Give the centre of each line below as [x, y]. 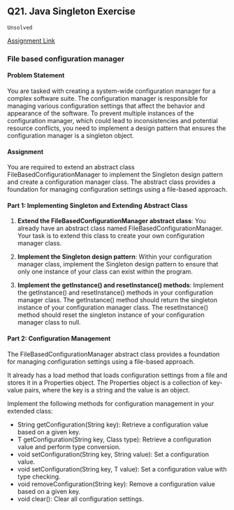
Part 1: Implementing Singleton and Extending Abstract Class [97, 205]
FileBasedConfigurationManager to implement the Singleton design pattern [115, 175]
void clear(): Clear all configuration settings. [81, 499]
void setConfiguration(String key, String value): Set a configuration [113, 454]
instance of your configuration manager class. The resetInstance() [113, 308]
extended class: [30, 411]
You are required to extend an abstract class [71, 167]
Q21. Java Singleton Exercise [72, 12]
